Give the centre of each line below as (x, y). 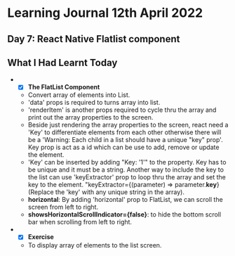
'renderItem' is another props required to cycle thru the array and (122, 110)
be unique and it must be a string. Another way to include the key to (126, 169)
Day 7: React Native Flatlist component (94, 39)
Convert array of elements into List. (79, 95)
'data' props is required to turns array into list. (94, 103)
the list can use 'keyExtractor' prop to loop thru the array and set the (127, 177)
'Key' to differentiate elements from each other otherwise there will (125, 132)
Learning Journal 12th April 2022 (105, 13)
